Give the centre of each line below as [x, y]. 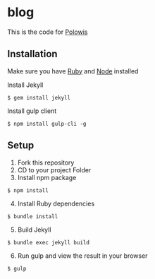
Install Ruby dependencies [56, 203]
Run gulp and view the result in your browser [82, 256]
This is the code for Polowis [48, 32]
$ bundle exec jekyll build [49, 242]
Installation [32, 54]
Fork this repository [46, 162]
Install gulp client [32, 111]
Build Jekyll [34, 230]
